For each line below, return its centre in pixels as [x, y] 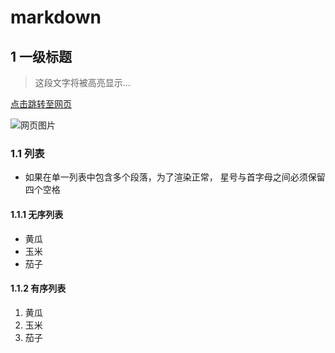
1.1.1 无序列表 [37, 214]
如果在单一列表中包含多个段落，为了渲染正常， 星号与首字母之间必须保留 [175, 177]
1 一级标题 [41, 56]
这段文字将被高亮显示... [82, 82]
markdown [56, 17]
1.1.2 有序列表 [38, 288]
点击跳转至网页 [41, 104]
